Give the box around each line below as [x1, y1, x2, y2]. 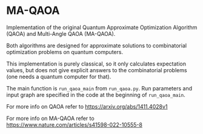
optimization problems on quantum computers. [6, 48, 123, 55]
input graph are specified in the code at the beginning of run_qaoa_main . [6, 91, 186, 98]
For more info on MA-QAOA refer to [6, 115, 95, 122]
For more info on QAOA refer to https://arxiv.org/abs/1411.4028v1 [6, 102, 168, 110]
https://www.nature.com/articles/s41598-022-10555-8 [6, 121, 142, 128]
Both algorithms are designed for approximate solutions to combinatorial [6, 42, 187, 49]
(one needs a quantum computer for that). [6, 73, 111, 80]
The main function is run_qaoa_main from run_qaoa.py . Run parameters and [6, 84, 193, 92]
